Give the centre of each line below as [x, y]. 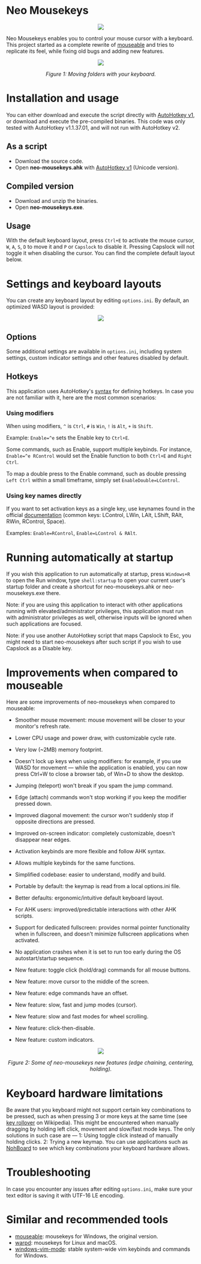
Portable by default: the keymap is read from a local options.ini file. [98, 886]
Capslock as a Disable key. [39, 649]
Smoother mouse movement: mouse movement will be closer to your [100, 720]
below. [14, 259]
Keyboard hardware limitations [85, 1093]
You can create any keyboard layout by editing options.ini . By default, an [98, 300]
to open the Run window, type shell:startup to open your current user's [96, 581]
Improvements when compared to [92, 673]
